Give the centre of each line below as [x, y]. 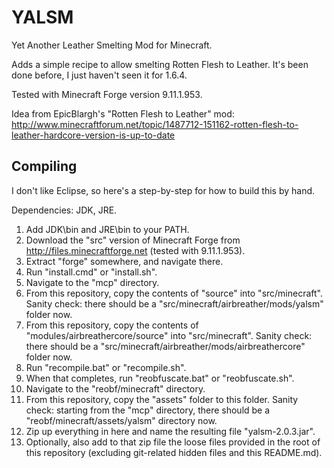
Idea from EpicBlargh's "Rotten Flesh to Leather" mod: [123, 113]
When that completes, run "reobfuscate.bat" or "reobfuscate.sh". [160, 378]
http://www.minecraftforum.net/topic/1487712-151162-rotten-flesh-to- [155, 124]
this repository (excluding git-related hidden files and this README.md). [174, 452]
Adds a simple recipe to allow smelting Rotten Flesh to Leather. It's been [160, 64]
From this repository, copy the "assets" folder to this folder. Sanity [162, 399]
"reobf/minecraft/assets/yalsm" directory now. [121, 420]
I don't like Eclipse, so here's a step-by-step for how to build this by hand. [163, 190]
